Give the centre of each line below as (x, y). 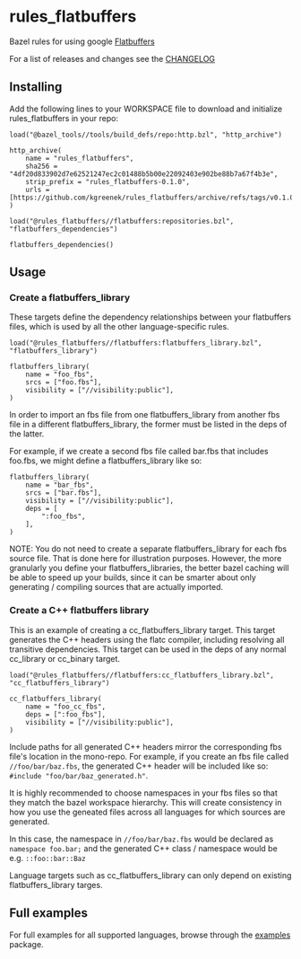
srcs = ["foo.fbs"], (64, 383)
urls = (38, 189)
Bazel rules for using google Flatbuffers (82, 41)
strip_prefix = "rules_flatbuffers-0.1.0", (108, 181)
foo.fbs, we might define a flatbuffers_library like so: (106, 461)
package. (26, 944)
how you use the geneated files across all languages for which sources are (147, 812)
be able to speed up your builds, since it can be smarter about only (133, 577)
